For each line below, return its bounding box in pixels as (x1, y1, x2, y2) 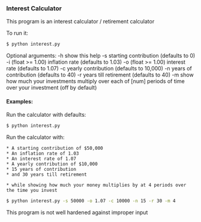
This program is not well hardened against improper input (6, 209, 148, 216)
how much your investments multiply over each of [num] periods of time (6, 78, 185, 85)
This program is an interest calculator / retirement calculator (6, 18, 155, 25)
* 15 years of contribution (6, 167, 77, 173)
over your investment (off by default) (6, 84, 97, 91)
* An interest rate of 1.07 (6, 156, 77, 162)
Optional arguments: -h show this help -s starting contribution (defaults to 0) (6, 52, 196, 60)
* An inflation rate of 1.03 (6, 150, 79, 157)
